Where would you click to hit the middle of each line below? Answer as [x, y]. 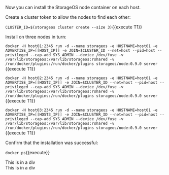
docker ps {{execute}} [28, 152]
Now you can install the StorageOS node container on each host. [73, 7]
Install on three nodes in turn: [36, 37]
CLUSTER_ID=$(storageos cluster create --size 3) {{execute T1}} [74, 27]
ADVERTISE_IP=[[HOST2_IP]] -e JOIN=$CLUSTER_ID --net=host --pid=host [81, 83]
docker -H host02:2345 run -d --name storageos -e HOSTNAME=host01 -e [81, 78]
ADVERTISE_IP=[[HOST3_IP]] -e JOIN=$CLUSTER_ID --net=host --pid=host [81, 115]
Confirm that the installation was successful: [52, 143]
